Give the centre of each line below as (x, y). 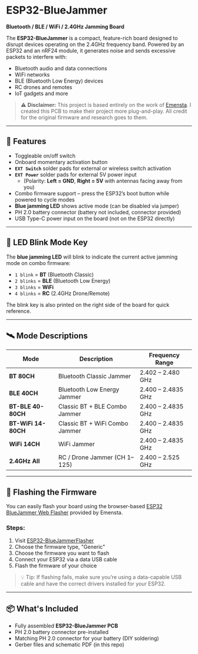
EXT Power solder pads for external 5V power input (75, 174)
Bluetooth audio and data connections (61, 68)
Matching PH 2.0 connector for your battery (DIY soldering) (87, 639)
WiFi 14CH (24, 444)
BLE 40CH (24, 393)
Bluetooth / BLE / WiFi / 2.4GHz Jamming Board (65, 27)
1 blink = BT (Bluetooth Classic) (54, 274)
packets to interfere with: (37, 57)
